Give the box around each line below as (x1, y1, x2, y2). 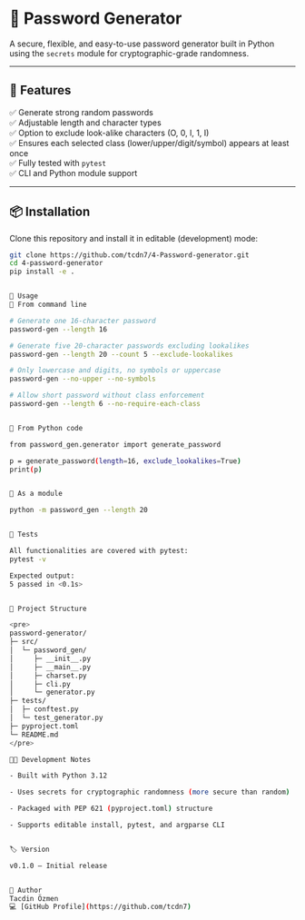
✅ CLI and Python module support (9, 167, 138, 178)
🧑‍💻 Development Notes (9, 755, 92, 764)
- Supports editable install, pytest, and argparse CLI (9, 821, 225, 830)
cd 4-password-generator (9, 259, 103, 268)
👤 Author (9, 885, 43, 895)
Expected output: (9, 571, 75, 580)
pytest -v (9, 554, 47, 564)
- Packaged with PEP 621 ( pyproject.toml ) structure (9, 804, 213, 814)
